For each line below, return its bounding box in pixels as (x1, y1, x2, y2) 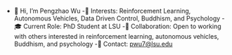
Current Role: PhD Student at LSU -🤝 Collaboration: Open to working (23, 22, 221, 30)
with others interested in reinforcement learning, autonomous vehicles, (13, 32, 219, 40)
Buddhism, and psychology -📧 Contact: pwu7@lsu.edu (13, 39, 173, 48)
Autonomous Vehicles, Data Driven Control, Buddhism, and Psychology (13, 14, 221, 23)
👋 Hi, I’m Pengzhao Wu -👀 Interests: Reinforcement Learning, (13, 7, 191, 15)
